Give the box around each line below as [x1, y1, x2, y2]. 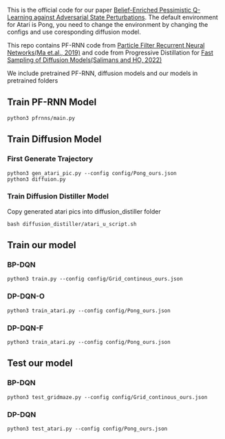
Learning [7, 13, 33, 21]
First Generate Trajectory [7, 154, 94, 164]
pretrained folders [7, 76, 58, 85]
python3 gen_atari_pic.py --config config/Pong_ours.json [7, 170, 177, 176]
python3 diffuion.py [7, 176, 67, 183]
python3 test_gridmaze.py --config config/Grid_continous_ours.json [7, 394, 208, 400]
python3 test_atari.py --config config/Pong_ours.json [7, 425, 168, 433]
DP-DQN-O [7, 292, 45, 301]
